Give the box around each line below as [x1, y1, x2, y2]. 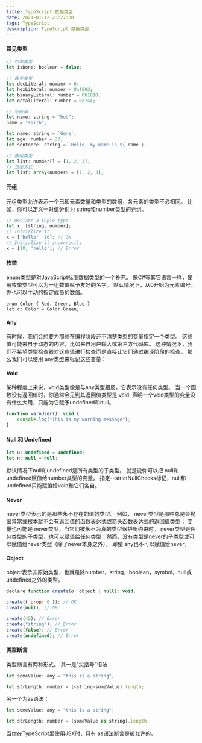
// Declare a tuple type [6, 218, 69, 224]
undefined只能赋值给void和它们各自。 [6, 481, 101, 489]
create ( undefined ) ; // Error [6, 632, 80, 639]
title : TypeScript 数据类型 [6, 8, 74, 15]
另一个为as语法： [6, 695, 49, 703]
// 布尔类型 [6, 58, 33, 65]
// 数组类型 [6, 152, 33, 158]
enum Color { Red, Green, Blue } [6, 301, 90, 307]
